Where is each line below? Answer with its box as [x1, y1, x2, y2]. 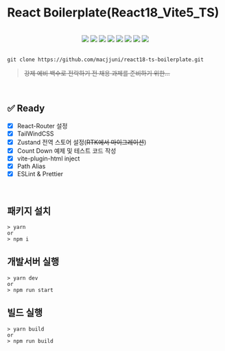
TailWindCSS [16, 129, 54, 138]
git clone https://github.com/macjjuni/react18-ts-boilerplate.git [7, 56, 204, 63]
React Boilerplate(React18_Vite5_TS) [7, 5, 220, 21]
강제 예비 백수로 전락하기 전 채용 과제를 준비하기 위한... [23, 69, 170, 77]
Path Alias [16, 162, 46, 171]
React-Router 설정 [16, 121, 68, 130]
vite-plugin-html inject [16, 154, 80, 162]
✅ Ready [7, 103, 45, 114]
